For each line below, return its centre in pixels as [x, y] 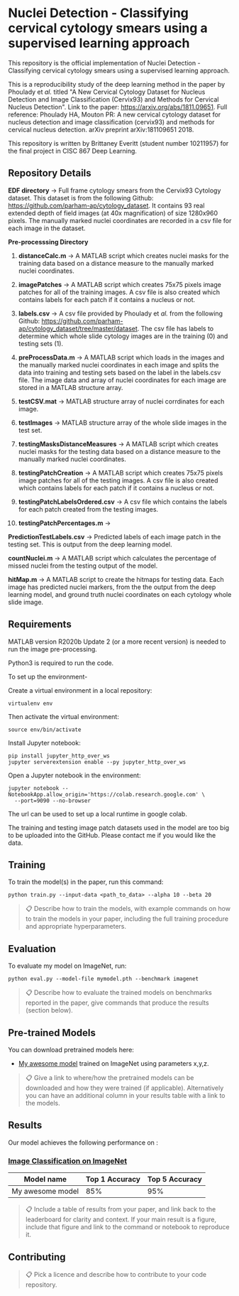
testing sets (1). [40, 343]
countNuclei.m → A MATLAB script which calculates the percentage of [112, 558]
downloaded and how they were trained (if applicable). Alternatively [124, 1088]
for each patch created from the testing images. [88, 509]
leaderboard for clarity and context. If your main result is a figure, [121, 1219]
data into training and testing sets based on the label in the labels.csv [119, 372]
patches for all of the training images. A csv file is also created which [119, 292]
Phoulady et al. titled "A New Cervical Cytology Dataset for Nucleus [107, 92]
